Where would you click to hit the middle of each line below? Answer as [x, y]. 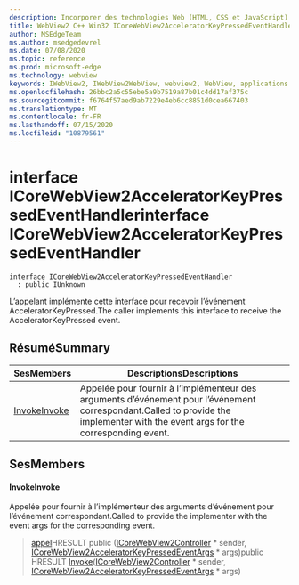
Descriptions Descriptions [183, 373]
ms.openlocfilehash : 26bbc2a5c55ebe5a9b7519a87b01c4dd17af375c [129, 92]
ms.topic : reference [48, 59]
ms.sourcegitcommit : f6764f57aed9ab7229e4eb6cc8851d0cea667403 [129, 100]
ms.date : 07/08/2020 [48, 51]
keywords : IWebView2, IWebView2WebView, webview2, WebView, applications [149, 84]
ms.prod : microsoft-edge [55, 68]
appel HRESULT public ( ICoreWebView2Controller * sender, [139, 543]
